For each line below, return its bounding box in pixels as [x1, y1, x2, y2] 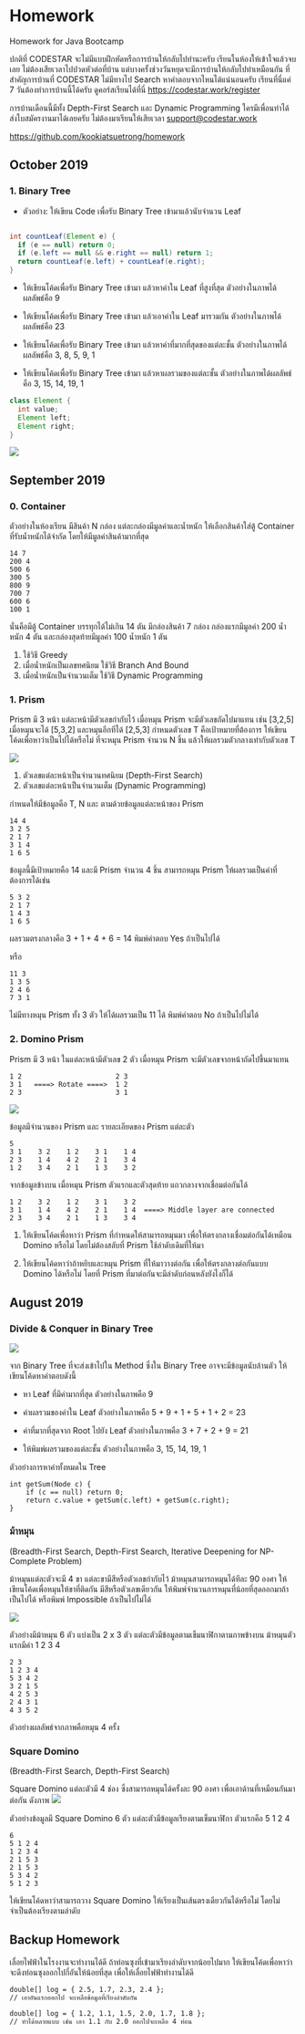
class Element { [9, 396, 71, 405]
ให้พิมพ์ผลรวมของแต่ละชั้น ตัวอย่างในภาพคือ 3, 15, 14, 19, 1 [22, 1444, 207, 1455]
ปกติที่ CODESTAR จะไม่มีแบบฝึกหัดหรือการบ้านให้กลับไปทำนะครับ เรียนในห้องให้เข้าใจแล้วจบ [9, 53, 297, 64]
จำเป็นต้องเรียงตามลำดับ [9, 1904, 81, 1916]
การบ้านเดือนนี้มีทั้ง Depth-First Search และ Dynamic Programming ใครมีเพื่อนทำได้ [9, 102, 290, 113]
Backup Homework [9, 1932, 120, 1948]
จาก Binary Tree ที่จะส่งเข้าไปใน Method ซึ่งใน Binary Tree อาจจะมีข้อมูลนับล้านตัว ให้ [9, 1361, 288, 1372]
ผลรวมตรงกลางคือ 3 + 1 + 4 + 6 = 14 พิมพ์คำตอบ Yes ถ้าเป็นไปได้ [9, 933, 220, 944]
